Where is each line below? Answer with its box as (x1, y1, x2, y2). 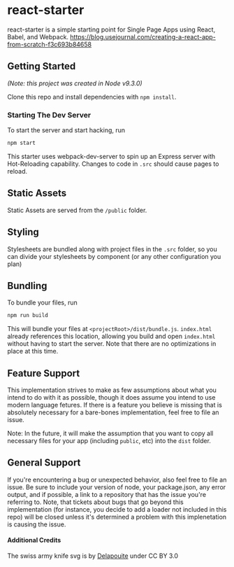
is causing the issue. (7, 520, 66, 528)
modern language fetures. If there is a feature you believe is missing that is (7, 401, 222, 409)
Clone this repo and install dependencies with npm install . (7, 92, 177, 101)
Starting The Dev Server (7, 110, 92, 120)
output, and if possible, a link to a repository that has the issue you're (7, 490, 207, 498)
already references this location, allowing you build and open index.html (7, 332, 216, 341)
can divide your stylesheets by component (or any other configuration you (7, 252, 221, 260)
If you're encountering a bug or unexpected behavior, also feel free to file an (7, 475, 227, 484)
